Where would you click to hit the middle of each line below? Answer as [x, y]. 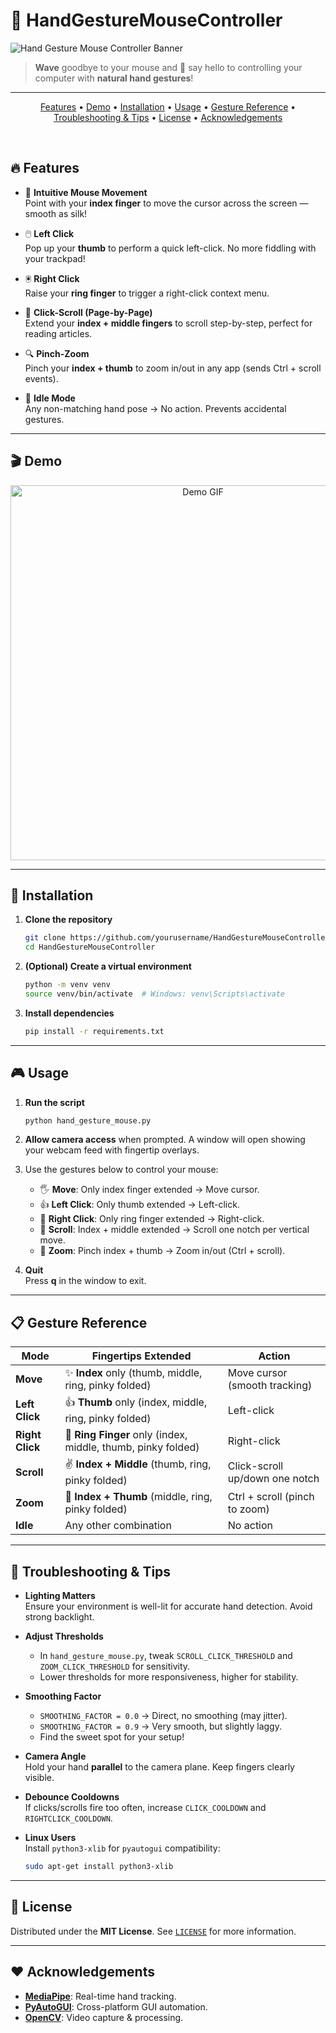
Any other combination [118, 1526]
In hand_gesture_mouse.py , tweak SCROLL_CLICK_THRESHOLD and [166, 1656]
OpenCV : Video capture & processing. [104, 2017]
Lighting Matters [60, 1596]
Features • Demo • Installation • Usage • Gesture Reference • [168, 106]
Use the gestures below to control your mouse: [121, 1170]
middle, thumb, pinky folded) [132, 1447]
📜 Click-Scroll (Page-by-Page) [88, 312]
